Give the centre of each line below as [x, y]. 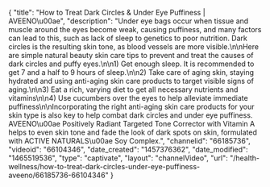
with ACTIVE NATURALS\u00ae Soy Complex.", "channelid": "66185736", [130, 141]
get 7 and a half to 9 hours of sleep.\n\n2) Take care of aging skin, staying [131, 72]
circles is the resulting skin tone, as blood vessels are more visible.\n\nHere [134, 47]
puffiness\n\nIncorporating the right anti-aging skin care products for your [131, 106]
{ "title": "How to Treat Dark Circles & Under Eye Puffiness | [107, 12]
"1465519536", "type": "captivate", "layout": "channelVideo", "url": [118, 158]
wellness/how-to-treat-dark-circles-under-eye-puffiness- [104, 166]
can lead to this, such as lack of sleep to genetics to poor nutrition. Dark [128, 38]
